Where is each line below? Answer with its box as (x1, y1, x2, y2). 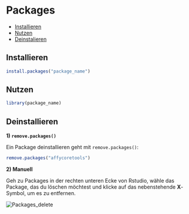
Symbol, (6, 190, 26, 196)
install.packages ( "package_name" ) (6, 68, 91, 74)
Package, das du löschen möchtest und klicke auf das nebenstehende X (6, 183, 181, 190)
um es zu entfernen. (27, 190, 76, 196)
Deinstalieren (14, 35, 47, 42)
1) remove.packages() (6, 132, 57, 139)
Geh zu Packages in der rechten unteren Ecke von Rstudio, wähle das (6, 177, 175, 184)
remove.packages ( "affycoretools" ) (6, 155, 91, 161)
